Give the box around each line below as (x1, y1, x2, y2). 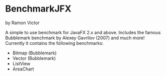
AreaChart (12, 66, 34, 72)
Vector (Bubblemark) (12, 55, 56, 61)
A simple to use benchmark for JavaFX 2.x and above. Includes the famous (5, 29, 161, 35)
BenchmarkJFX (5, 3, 71, 15)
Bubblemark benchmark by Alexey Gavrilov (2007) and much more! (5, 35, 145, 41)
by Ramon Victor (5, 20, 40, 26)
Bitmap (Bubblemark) (12, 50, 57, 56)
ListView (12, 60, 31, 66)
